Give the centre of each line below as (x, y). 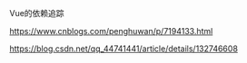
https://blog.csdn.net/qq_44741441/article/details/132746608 (124, 49)
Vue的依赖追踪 (37, 13)
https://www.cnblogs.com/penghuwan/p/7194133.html (111, 31)
